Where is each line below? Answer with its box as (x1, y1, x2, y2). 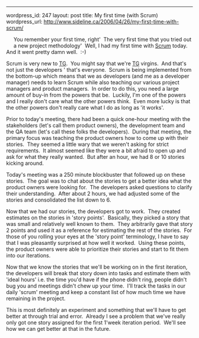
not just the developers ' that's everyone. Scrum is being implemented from (6, 66, 192, 73)
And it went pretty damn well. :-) (6, 49, 87, 55)
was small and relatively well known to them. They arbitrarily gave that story (6, 221, 193, 227)
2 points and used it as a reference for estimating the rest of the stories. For (6, 227, 192, 234)
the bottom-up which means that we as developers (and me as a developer (6, 72, 190, 79)
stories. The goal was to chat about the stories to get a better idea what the (6, 177, 191, 184)
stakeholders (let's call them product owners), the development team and (6, 122, 185, 129)
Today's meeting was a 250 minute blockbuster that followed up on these (6, 171, 185, 178)
